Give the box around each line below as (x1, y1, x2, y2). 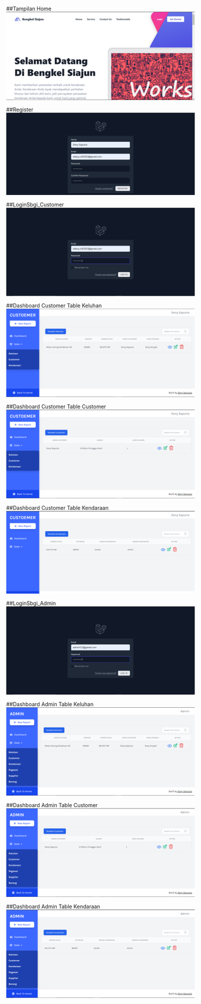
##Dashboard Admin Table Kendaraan (6, 903, 100, 910)
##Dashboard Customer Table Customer (6, 403, 106, 410)
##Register (6, 106, 33, 113)
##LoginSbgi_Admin (6, 600, 56, 607)
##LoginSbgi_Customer (6, 200, 65, 208)
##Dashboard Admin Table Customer (6, 802, 98, 809)
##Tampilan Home (6, 5, 52, 12)
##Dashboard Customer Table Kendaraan (6, 504, 109, 511)
